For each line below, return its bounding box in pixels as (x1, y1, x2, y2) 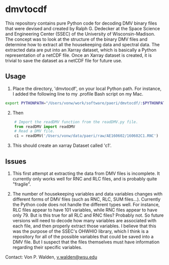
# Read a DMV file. (14, 129, 55, 134)
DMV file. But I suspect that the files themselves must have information (12, 239, 160, 245)
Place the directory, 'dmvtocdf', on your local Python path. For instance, (12, 85, 162, 92)
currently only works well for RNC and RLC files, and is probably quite (12, 175, 157, 182)
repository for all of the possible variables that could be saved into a (12, 233, 154, 239)
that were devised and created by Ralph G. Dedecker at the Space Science (5, 25, 160, 31)
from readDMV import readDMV (14, 124, 75, 129)
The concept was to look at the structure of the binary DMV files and (5, 36, 147, 42)
